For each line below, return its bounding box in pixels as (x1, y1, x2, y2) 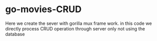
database (5, 31, 25, 37)
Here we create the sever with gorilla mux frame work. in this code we (5, 20, 152, 26)
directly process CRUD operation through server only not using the (5, 25, 145, 31)
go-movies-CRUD (5, 4, 82, 15)
